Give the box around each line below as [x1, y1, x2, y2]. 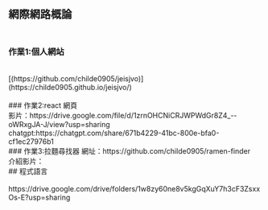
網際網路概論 [8, 7, 72, 22]
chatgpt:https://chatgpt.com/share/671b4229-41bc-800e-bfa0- [8, 128, 220, 138]
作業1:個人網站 [8, 47, 64, 58]
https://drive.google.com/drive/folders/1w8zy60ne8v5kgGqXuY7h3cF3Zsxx [8, 183, 261, 193]
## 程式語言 [8, 166, 48, 175]
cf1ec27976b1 [8, 136, 54, 146]
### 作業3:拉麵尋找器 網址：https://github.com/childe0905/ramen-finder [8, 146, 251, 155]
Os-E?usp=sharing [8, 192, 71, 202]
